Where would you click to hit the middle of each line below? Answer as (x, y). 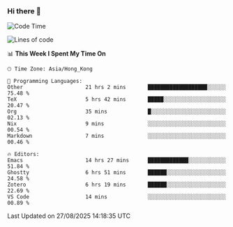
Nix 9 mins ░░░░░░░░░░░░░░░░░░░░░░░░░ (117, 124)
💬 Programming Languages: (45, 81)
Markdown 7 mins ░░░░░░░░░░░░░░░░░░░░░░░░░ (117, 136)
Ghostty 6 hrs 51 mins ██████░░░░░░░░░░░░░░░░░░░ (117, 173)
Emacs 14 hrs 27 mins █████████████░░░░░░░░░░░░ (117, 161)
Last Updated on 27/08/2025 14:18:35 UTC (69, 216)
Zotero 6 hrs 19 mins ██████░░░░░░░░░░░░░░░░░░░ (117, 185)
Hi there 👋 (24, 11)
